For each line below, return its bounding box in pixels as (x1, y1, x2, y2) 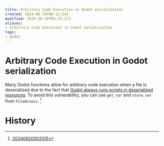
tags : (5, 30, 16, 35)
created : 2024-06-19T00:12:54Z (5, 12, 69, 17)
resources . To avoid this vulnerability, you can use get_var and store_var (5, 92, 152, 98)
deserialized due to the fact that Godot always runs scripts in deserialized (5, 87, 153, 92)
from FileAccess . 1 (5, 97, 42, 104)
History (5, 115, 36, 126)
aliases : (5, 20, 23, 26)
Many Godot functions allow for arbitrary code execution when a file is (5, 81, 147, 88)
